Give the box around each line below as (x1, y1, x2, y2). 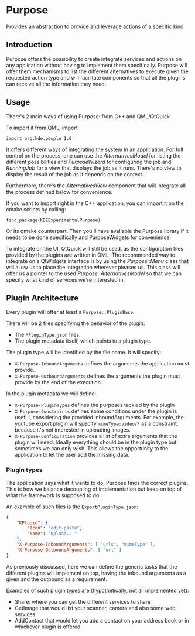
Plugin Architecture (6, 293, 79, 303)
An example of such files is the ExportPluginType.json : (6, 503, 139, 510)
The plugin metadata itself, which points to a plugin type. (14, 337, 152, 344)
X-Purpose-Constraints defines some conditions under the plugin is (14, 408, 177, 415)
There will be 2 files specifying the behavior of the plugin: (6, 320, 145, 327)
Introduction (6, 40, 53, 50)
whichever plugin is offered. (14, 623, 82, 630)
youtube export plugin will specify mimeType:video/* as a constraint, (14, 420, 179, 428)
